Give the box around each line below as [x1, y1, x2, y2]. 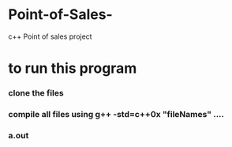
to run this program [8, 59, 137, 77]
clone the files [8, 88, 65, 99]
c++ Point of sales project [8, 32, 92, 41]
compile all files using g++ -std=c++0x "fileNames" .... [8, 108, 225, 119]
